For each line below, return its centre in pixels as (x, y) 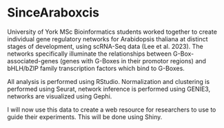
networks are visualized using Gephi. (60, 96)
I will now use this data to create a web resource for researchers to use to (112, 109)
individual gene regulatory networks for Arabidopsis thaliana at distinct (108, 39)
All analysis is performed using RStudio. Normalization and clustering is (109, 81)
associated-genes (33, 61)
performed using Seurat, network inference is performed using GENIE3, (109, 89)
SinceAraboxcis (53, 13)
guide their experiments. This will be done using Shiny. (85, 117)
